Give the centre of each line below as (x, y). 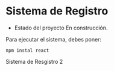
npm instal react (27, 50)
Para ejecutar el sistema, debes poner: (54, 39)
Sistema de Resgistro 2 (34, 61)
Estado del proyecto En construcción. (61, 28)
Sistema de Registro (57, 11)
